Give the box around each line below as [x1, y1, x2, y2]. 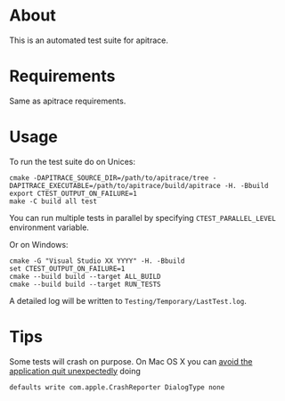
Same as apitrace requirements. [9, 95, 126, 106]
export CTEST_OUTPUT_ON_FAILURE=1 [9, 189, 138, 198]
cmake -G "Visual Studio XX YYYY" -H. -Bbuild [9, 256, 185, 266]
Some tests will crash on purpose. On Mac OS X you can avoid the [9, 356, 253, 366]
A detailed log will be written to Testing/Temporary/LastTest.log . [9, 295, 248, 306]
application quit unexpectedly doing [9, 365, 141, 376]
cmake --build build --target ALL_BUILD [9, 272, 162, 281]
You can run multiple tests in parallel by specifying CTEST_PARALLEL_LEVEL [9, 212, 276, 223]
